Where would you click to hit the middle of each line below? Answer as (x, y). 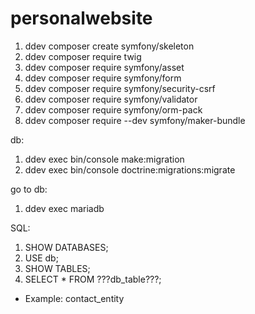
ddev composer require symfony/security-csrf (120, 88)
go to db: (29, 189)
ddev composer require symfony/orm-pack (113, 109)
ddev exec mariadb (64, 208)
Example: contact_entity (74, 298)
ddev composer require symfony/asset (104, 67)
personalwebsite (81, 18)
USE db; (41, 258)
